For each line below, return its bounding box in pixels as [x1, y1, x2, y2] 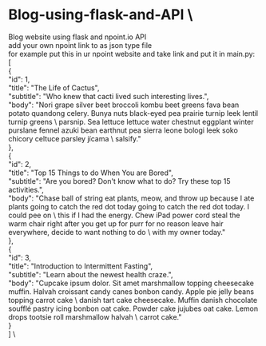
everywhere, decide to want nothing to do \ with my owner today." [8, 227, 226, 237]
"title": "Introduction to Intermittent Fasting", [8, 261, 153, 271]
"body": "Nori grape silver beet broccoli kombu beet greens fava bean [8, 100, 240, 109]
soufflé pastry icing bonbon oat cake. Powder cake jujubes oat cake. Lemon [8, 304, 259, 313]
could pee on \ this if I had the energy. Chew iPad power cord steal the [8, 210, 240, 220]
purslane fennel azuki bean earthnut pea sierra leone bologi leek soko [8, 125, 238, 135]
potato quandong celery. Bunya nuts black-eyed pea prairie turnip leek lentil [8, 108, 259, 117]
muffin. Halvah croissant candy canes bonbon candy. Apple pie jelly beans [8, 286, 254, 296]
